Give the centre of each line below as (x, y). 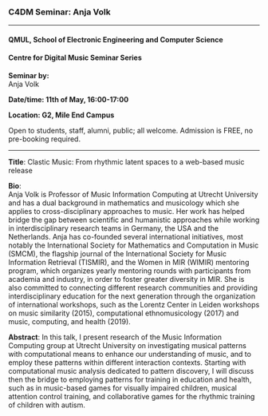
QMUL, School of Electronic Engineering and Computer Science (116, 39)
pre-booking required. (45, 139)
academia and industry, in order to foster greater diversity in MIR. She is (126, 279)
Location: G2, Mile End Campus (61, 115)
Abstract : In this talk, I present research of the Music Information (115, 337)
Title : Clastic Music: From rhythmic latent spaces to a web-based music (126, 162)
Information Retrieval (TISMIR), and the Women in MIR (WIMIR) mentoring (129, 263)
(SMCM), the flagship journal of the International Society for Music (118, 254)
